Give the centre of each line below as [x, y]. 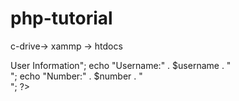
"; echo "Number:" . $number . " [76, 76]
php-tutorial [61, 18]
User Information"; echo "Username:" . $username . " [121, 65]
